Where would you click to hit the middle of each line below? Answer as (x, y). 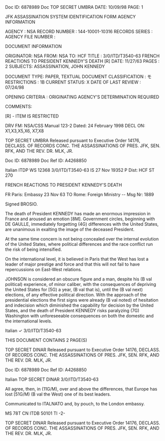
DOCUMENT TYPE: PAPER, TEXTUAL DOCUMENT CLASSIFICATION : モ (78, 77)
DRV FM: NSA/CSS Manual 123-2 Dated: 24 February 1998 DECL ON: (75, 126)
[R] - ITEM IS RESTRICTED (32, 116)
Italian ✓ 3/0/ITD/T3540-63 (33, 331)
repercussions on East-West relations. (44, 269)
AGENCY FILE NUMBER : (30, 37)
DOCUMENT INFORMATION (33, 46)
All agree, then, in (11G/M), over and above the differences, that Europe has (81, 389)
